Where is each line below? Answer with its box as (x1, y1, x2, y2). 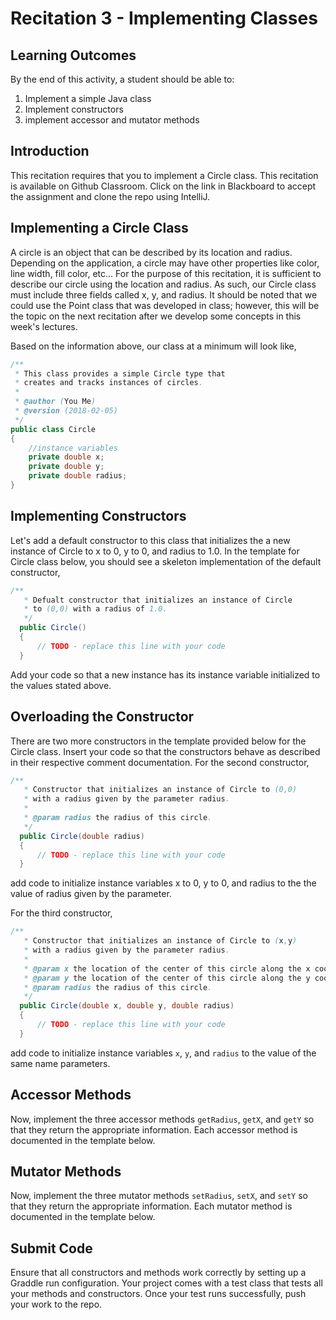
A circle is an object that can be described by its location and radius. (10, 246, 293, 258)
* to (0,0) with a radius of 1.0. (23, 604, 168, 614)
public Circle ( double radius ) (19, 831, 145, 841)
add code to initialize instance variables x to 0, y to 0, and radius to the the (10, 877, 317, 889)
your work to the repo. (10, 1298, 103, 1311)
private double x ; (28, 452, 105, 462)
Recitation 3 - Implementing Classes (10, 7, 318, 30)
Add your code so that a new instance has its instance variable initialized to (10, 668, 321, 681)
